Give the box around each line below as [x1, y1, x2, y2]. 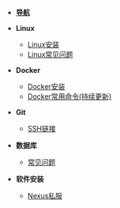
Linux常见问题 [27, 50, 73, 59]
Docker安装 [27, 82, 66, 91]
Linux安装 [27, 40, 60, 49]
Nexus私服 [27, 191, 63, 200]
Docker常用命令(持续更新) [27, 92, 112, 101]
